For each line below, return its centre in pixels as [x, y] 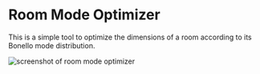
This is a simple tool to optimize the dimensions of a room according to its [130, 37]
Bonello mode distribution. [52, 45]
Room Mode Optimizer [84, 15]
